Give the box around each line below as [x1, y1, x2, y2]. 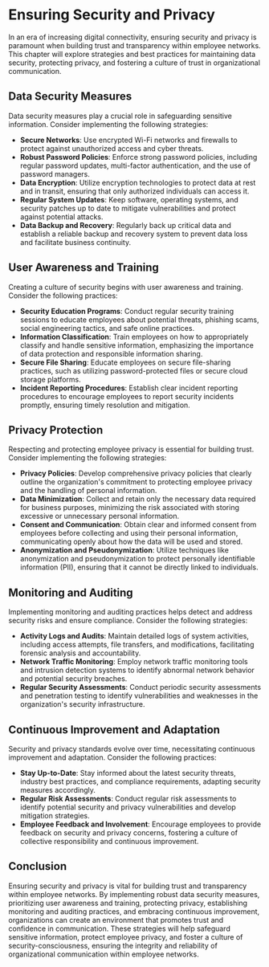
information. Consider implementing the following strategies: [8, 119, 209, 129]
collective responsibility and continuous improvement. [19, 837, 199, 846]
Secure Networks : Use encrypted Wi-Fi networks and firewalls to [19, 135, 238, 145]
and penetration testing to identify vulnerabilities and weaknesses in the [19, 691, 259, 700]
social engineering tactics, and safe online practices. [19, 323, 195, 333]
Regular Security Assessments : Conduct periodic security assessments [19, 683, 262, 692]
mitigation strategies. [19, 811, 90, 820]
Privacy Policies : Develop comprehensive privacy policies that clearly [19, 468, 252, 479]
